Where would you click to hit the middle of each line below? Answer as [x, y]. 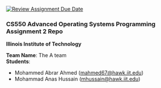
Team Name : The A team [36, 55]
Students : [18, 62]
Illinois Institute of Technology [44, 44]
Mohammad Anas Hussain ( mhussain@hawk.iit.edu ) [77, 79]
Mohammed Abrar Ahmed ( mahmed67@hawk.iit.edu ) [79, 73]
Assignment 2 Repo [35, 31]
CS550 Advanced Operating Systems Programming [81, 24]
